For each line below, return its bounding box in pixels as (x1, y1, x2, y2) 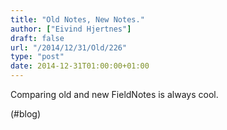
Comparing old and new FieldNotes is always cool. (10, 89, 219, 100)
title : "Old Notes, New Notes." (10, 14, 145, 25)
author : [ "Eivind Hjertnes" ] (10, 24, 132, 34)
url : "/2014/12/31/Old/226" (10, 42, 128, 53)
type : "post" (10, 52, 65, 62)
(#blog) (10, 108, 42, 120)
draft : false (10, 33, 65, 43)
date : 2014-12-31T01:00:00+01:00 (10, 61, 150, 71)
